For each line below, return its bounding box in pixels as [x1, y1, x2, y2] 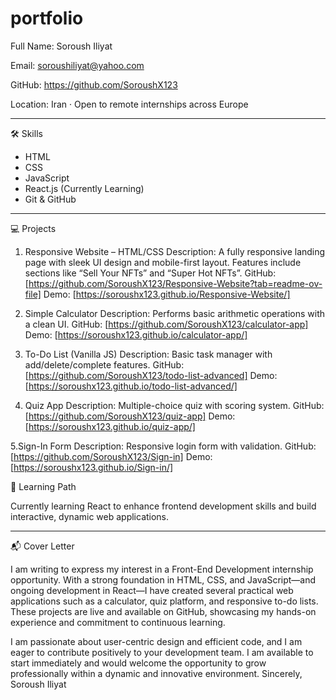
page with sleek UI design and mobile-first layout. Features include [24, 256, 302, 268]
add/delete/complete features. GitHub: [24, 358, 185, 371]
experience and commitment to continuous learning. [10, 616, 226, 628]
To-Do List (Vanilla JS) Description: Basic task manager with [24, 348, 273, 360]
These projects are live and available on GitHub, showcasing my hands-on [10, 605, 317, 617]
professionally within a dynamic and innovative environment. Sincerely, [10, 667, 303, 679]
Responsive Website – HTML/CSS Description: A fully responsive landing [24, 245, 326, 257]
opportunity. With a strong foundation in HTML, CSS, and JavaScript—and [10, 573, 317, 586]
